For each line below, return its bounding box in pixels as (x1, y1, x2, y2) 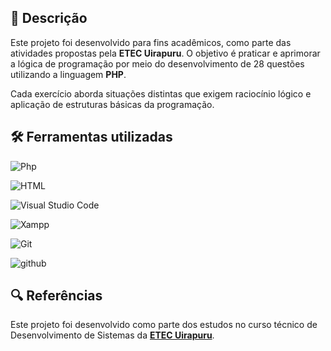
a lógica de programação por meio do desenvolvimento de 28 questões (10, 57, 305, 70)
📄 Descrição (10, 10, 88, 27)
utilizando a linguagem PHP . (10, 68, 127, 80)
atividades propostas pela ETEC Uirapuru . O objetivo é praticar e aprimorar (10, 47, 321, 59)
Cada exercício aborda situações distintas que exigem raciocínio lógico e (10, 87, 312, 100)
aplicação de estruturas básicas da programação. (10, 98, 215, 110)
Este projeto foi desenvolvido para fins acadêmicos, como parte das (10, 36, 292, 48)
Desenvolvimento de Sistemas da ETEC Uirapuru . (10, 329, 215, 341)
